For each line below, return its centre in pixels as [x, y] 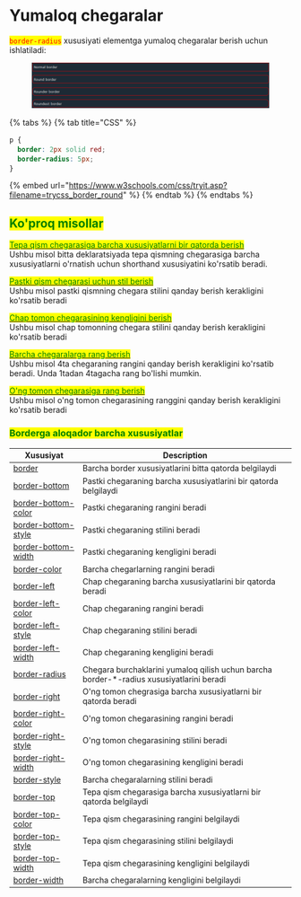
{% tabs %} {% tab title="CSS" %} [73, 122]
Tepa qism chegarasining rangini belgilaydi [161, 819]
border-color [38, 569]
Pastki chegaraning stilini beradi [141, 530]
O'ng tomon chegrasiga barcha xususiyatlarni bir [172, 691]
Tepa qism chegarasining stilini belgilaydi [158, 841]
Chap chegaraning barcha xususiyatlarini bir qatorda [179, 581]
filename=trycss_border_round [66, 195]
